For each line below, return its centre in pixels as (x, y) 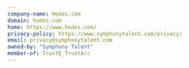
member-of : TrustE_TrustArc (49, 54)
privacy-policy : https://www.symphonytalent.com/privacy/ (95, 34)
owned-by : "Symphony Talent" (50, 47)
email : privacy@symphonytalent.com (60, 40)
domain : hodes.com (34, 21)
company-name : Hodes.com (44, 14)
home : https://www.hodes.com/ (52, 27)
